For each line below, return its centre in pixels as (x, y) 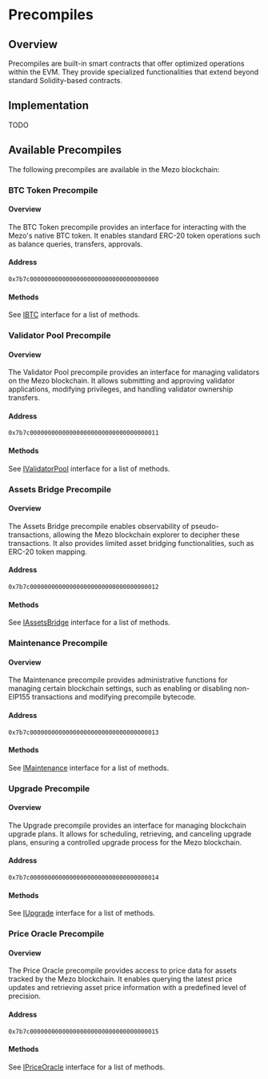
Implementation (49, 106)
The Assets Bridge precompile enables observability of (99, 526)
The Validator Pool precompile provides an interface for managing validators (134, 372)
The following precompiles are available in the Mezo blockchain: (114, 169)
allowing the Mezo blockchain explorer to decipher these (146, 535)
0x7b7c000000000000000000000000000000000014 (84, 878)
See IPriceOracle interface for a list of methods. (87, 1067)
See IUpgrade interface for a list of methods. (82, 913)
